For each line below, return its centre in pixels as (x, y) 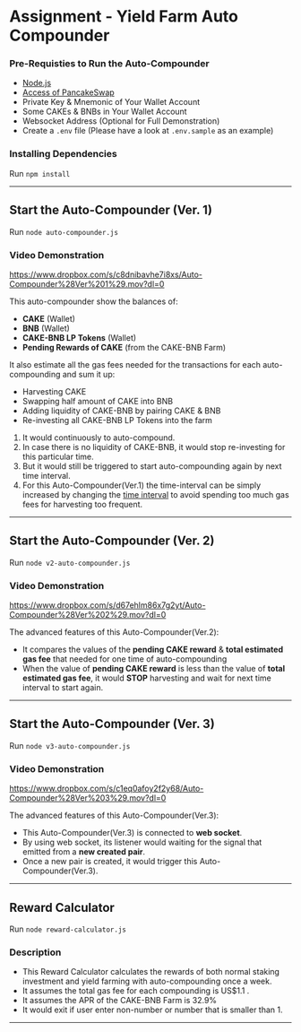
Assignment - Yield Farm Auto (124, 17)
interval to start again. (63, 687)
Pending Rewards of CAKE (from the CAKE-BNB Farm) (124, 347)
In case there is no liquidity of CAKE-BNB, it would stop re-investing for (154, 447)
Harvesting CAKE (54, 391)
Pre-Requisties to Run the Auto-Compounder (109, 64)
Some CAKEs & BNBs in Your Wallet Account (104, 112)
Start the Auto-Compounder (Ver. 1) (111, 210)
